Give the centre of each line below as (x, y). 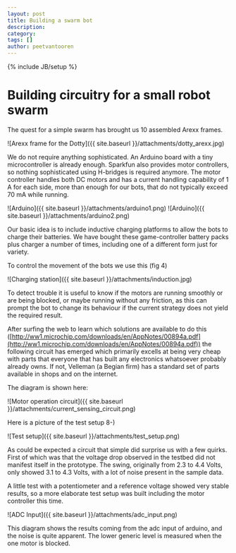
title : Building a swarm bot (50, 20)
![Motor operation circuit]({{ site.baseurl (65, 401)
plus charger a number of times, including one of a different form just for (113, 244)
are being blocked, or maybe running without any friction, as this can (107, 300)
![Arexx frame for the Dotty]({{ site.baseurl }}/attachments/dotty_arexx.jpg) (116, 143)
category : (22, 34)
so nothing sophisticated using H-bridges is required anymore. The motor (114, 172)
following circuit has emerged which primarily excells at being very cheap (114, 351)
